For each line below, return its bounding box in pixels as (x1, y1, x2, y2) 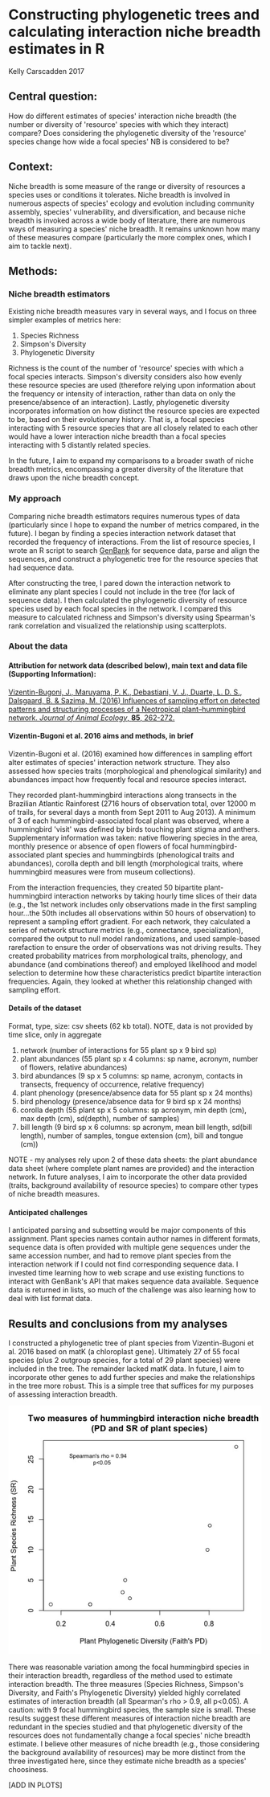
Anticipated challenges (8, 1207, 88, 1217)
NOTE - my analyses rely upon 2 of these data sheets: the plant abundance (8, 1155, 258, 1165)
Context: (8, 160, 54, 174)
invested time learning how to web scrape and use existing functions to (8, 1268, 245, 1278)
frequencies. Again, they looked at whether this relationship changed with (8, 976, 253, 986)
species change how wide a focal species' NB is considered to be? (8, 137, 230, 146)
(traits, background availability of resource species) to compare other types (8, 1181, 259, 1190)
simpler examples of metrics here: (8, 315, 121, 325)
